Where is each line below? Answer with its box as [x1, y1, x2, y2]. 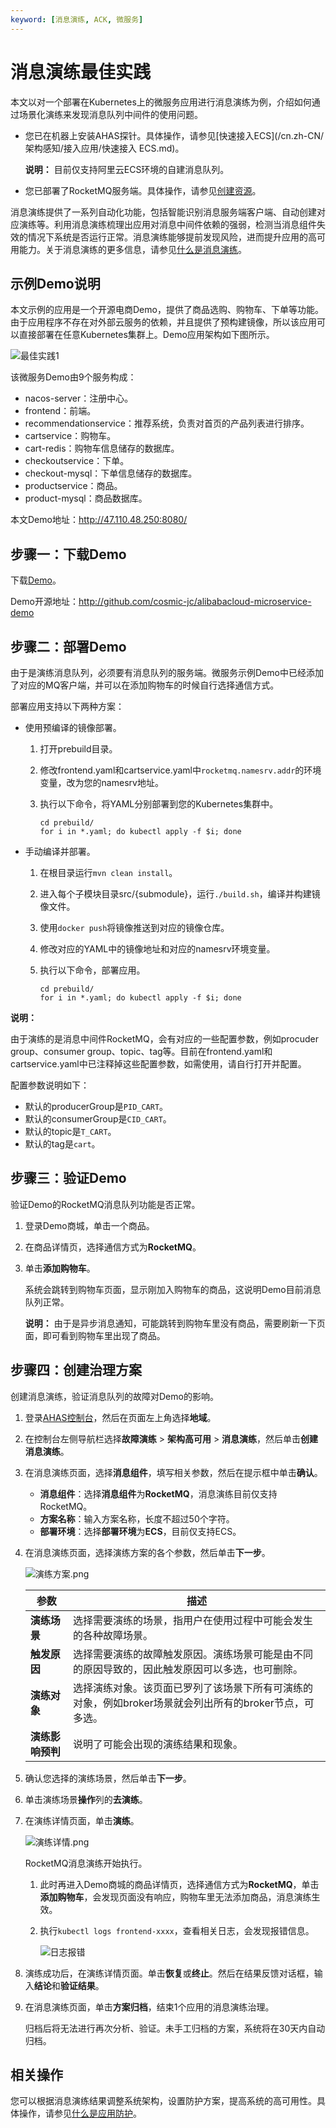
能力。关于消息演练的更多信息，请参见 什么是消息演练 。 [18, 243, 247, 255]
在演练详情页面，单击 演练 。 [24, 1814, 140, 1826]
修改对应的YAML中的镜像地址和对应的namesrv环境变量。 [39, 943, 276, 955]
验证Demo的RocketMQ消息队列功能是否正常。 [10, 1198, 201, 1210]
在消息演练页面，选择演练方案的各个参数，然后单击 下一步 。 [24, 1546, 271, 1558]
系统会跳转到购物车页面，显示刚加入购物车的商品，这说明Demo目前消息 [24, 1283, 322, 1295]
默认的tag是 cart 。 [24, 1138, 101, 1150]
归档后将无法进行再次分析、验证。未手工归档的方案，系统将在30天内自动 [24, 2022, 326, 2034]
